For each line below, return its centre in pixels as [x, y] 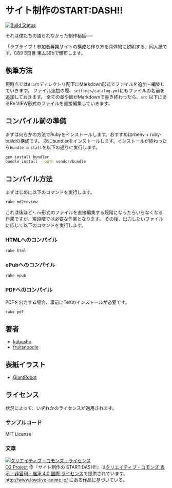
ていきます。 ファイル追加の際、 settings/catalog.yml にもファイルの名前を [85, 90]
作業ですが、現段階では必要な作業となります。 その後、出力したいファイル [84, 219]
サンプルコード [24, 422]
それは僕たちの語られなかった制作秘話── [49, 35]
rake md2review [22, 202]
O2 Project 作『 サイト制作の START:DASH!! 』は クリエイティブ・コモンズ [82, 467]
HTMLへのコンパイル [32, 240]
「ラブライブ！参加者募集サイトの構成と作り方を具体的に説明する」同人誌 [84, 46]
